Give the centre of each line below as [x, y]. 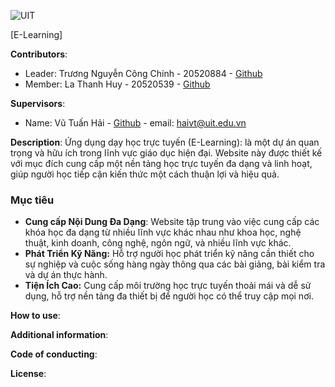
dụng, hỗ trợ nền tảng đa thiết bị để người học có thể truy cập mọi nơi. [169, 296]
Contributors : [39, 54]
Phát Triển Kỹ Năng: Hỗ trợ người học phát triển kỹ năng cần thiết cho [169, 254]
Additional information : [59, 335]
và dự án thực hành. [66, 275]
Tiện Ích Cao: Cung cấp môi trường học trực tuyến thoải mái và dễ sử [168, 286]
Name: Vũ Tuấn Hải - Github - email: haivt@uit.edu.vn [135, 123]
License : [28, 374]
